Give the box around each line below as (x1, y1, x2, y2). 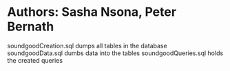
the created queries (7, 56, 63, 64)
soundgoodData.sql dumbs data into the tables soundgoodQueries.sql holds (7, 49, 224, 57)
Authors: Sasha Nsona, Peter (7, 4, 177, 20)
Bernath (7, 19, 54, 34)
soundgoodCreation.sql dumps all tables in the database (7, 41, 167, 50)
